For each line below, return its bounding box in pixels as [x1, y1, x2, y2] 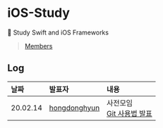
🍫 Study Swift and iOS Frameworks [7, 28, 109, 37]
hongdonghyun [49, 103, 100, 113]
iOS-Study [7, 5, 71, 21]
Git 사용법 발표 [106, 108, 153, 118]
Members [24, 41, 53, 50]
